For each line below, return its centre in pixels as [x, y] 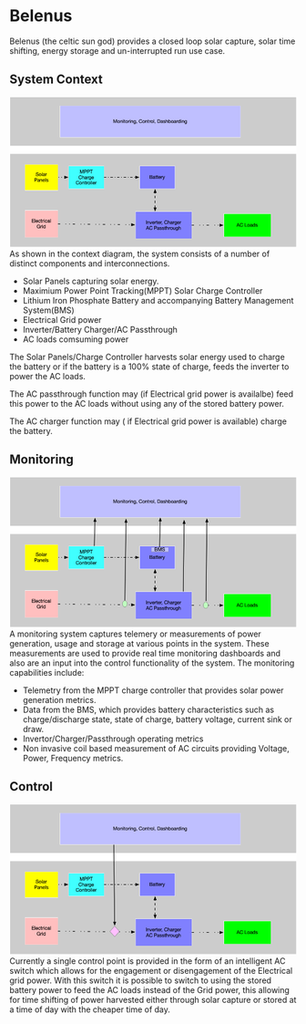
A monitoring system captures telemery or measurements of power [135, 634]
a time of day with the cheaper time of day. [90, 1009]
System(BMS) [48, 310]
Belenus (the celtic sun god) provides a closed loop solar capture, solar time [153, 41]
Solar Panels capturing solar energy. [91, 281]
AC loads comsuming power [76, 339]
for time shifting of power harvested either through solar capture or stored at [153, 999]
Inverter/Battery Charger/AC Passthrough [100, 329]
